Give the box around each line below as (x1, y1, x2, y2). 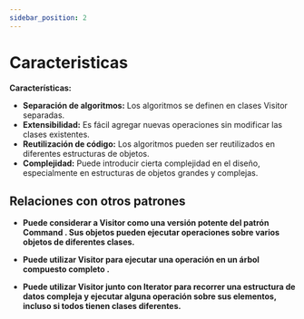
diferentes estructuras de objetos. (22, 148, 150, 159)
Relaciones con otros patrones (9, 193, 186, 208)
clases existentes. (22, 129, 91, 140)
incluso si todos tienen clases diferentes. (22, 301, 181, 312)
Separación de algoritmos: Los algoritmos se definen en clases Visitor (22, 100, 289, 111)
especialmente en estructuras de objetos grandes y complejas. (22, 167, 259, 178)
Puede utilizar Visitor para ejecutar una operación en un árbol (22, 255, 260, 266)
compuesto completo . (22, 264, 111, 275)
